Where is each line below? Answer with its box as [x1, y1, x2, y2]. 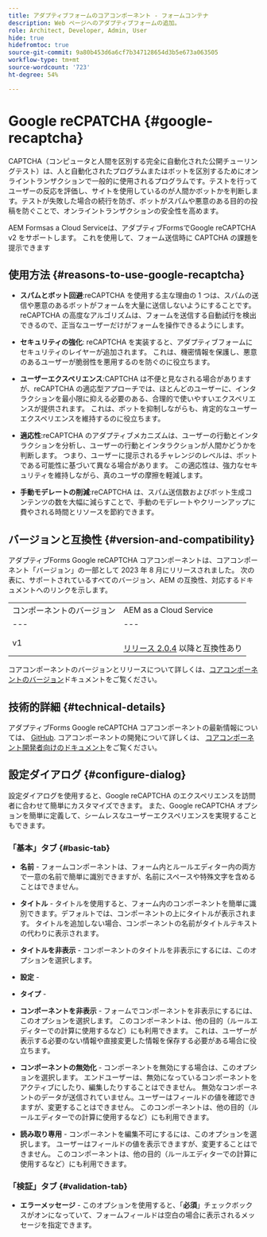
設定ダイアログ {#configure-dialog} [8, 768, 187, 781]
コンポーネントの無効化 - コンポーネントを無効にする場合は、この [19, 1063, 237, 1072]
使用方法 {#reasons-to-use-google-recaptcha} [8, 268, 245, 281]
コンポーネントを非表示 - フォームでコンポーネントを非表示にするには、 [19, 1006, 257, 1016]
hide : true [8, 33, 44, 42]
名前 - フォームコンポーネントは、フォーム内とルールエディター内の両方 [19, 862, 257, 871]
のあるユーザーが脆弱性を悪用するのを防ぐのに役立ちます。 [19, 357, 215, 366]
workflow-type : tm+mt [8, 56, 80, 64]
